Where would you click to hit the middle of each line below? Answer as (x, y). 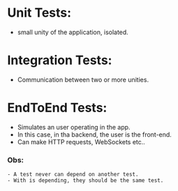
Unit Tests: (39, 13)
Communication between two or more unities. (83, 79)
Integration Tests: (60, 60)
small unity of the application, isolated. (73, 32)
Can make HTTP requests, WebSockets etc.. (81, 142)
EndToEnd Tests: (57, 108)
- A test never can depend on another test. (73, 175)
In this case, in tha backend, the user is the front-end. (95, 135)
